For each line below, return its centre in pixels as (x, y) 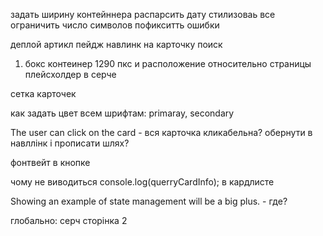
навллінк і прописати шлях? (70, 143)
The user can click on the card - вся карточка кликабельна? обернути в (161, 132)
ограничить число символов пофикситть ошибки (115, 25)
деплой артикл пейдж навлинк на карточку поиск (116, 44)
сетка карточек (43, 93)
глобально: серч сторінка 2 (69, 220)
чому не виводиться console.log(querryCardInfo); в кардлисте (142, 182)
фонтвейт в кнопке (50, 162)
